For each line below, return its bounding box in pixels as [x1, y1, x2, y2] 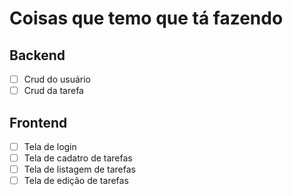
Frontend [9, 114, 68, 131]
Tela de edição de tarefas [23, 175, 129, 187]
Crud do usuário [23, 73, 91, 85]
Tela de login [23, 140, 77, 152]
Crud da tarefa [23, 85, 84, 97]
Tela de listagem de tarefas [23, 163, 136, 176]
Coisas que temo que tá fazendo [9, 7, 284, 30]
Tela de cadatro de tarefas [23, 152, 133, 164]
